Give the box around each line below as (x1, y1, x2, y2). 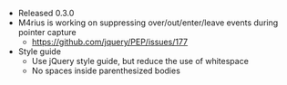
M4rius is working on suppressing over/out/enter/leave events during (17, 17, 279, 28)
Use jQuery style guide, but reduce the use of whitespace (31, 56, 249, 66)
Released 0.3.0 (17, 8, 75, 18)
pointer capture (17, 27, 77, 37)
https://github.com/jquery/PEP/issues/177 (31, 36, 189, 47)
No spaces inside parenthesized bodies (31, 65, 180, 76)
